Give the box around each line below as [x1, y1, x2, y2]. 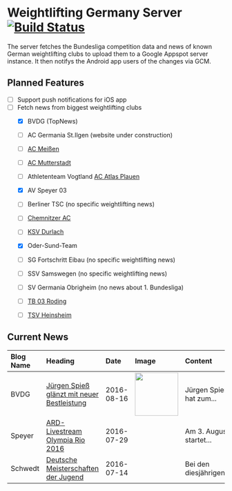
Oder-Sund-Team [27, 242, 78, 250]
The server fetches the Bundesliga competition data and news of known [7, 42, 213, 50]
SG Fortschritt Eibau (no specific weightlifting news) [27, 256, 176, 264]
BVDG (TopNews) [27, 117, 78, 125]
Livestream [46, 426, 83, 436]
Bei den [184, 459, 210, 469]
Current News [7, 331, 69, 343]
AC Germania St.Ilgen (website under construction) [27, 131, 173, 139]
